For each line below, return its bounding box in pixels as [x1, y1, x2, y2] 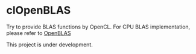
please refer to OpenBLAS [6, 29, 71, 36]
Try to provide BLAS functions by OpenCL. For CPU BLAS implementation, [6, 23, 191, 30]
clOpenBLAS [6, 4, 71, 17]
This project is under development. [6, 41, 93, 48]
